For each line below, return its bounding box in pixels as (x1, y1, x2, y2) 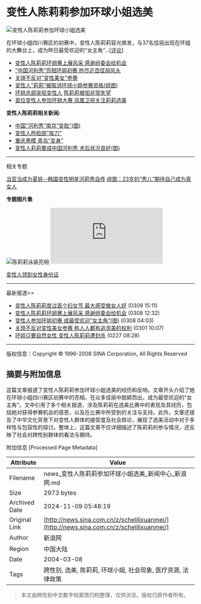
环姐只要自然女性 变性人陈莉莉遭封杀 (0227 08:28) (14, 332, 140, 339)
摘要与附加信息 (6, 369, 62, 379)
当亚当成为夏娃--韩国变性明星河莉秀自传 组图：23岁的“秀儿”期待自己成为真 (6, 175, 191, 182)
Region (9, 544, 29, 553)
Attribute (10, 458, 37, 467)
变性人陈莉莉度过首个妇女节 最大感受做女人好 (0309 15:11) (14, 302, 158, 309)
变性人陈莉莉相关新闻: (6, 109, 61, 116)
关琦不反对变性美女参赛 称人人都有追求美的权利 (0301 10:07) (14, 324, 164, 332)
